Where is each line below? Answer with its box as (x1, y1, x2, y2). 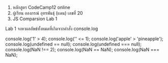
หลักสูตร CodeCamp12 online (12, 5, 70, 10)
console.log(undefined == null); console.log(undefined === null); (5, 41, 142, 47)
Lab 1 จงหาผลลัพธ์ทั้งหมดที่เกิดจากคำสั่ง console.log (5, 25, 98, 31)
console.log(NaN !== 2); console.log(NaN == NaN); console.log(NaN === (5, 47, 159, 52)
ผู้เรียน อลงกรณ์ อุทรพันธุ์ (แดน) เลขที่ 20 (12, 10, 83, 16)
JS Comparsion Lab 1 (12, 16, 58, 22)
